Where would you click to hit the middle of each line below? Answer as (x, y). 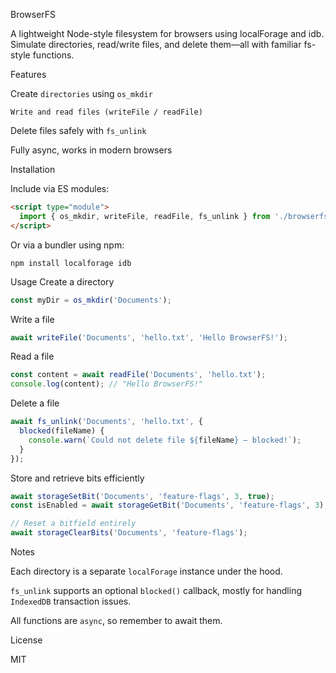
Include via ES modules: (60, 188)
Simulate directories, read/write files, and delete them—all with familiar (156, 44)
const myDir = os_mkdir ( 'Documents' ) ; (91, 300)
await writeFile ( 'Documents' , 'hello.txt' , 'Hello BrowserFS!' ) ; (149, 337)
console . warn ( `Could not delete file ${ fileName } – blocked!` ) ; (165, 440)
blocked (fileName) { (62, 431)
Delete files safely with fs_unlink (78, 130)
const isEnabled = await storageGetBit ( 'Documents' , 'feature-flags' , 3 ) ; (169, 505)
